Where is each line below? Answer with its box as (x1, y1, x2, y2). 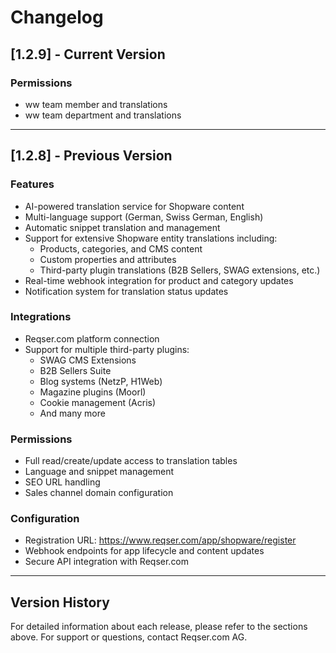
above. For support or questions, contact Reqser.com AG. (10, 631, 248, 643)
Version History (10, 594, 110, 611)
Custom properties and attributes (39, 253, 177, 265)
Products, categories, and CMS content (39, 242, 203, 255)
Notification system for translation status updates (24, 285, 229, 297)
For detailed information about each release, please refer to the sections (10, 621, 308, 633)
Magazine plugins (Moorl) (39, 386, 147, 398)
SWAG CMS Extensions (39, 354, 137, 366)
